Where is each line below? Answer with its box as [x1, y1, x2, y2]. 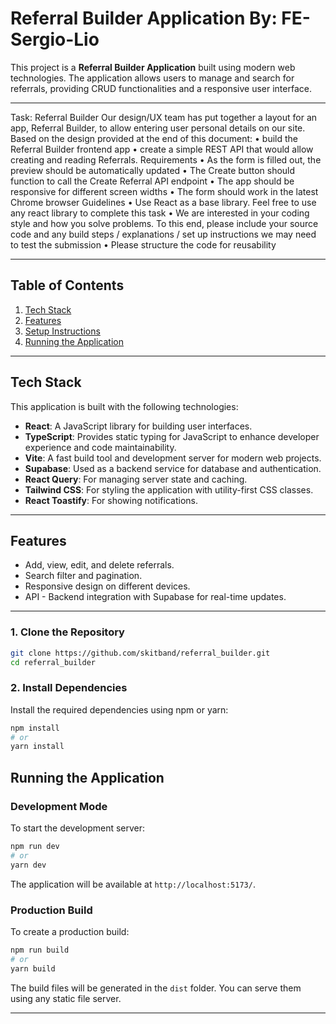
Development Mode [10, 799, 108, 813]
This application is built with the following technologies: [10, 400, 239, 412]
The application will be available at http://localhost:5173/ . [10, 878, 256, 890]
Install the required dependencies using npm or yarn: [10, 703, 229, 716]
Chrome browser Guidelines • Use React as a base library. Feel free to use [10, 196, 317, 208]
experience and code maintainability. [24, 441, 177, 453]
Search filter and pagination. [24, 570, 143, 582]
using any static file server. [10, 992, 122, 1004]
